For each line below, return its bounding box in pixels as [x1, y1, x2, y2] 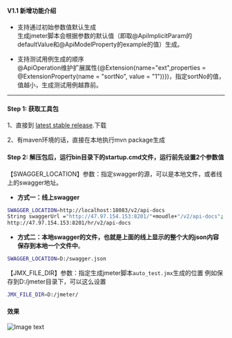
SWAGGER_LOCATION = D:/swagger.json [7, 256, 107, 263]
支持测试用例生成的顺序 [17, 55, 84, 64]
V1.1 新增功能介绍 [7, 6, 57, 15]
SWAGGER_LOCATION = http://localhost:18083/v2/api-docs [7, 207, 166, 214]
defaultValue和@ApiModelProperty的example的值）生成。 [17, 40, 184, 48]
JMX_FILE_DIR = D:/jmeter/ [7, 291, 79, 299]
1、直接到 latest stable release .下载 [7, 121, 107, 129]
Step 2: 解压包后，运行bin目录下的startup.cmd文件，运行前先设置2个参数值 [7, 153, 224, 161]
